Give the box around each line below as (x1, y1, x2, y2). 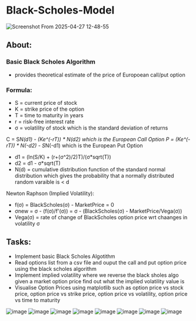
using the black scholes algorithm (14, 265, 97, 272)
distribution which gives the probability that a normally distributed (14, 172, 175, 179)
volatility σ (14, 220, 40, 227)
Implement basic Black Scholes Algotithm (14, 253, 116, 260)
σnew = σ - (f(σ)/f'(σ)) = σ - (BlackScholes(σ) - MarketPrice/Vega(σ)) (14, 207, 182, 214)
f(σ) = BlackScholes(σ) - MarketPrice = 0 (14, 201, 114, 208)
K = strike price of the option (14, 105, 85, 112)
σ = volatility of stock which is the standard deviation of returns (14, 124, 168, 131)
